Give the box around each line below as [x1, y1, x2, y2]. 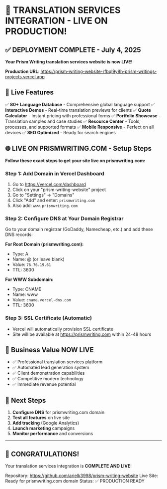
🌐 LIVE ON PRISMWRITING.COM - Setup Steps [5, 144, 152, 153]
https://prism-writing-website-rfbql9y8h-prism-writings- [40, 68, 157, 74]
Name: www [12, 291, 38, 297]
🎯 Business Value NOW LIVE [5, 345, 94, 354]
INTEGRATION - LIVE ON [5, 15, 108, 26]
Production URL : [5, 68, 40, 74]
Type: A [12, 251, 29, 257]
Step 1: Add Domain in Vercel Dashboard [5, 170, 104, 177]
